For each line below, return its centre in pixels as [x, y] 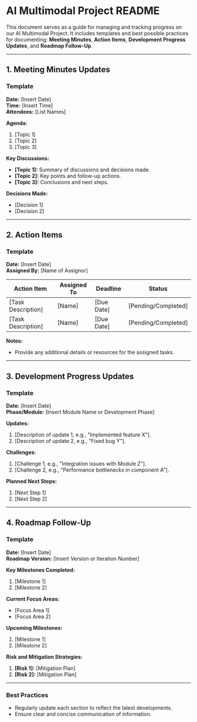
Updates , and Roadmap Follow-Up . [49, 46]
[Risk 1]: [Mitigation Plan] [45, 668]
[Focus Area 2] [33, 616]
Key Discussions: [28, 158]
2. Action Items [34, 235]
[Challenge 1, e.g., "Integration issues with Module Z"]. [80, 464]
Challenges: [21, 452]
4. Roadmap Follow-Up [49, 523]
